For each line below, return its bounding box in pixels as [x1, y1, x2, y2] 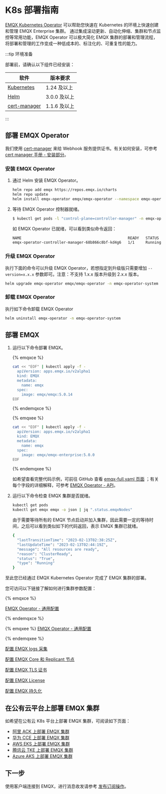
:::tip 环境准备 [5, 51, 33, 57]
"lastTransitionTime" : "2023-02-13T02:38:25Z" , [17, 538, 117, 543]
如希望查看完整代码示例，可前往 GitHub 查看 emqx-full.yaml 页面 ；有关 [12, 476, 159, 482]
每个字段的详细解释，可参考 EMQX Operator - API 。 [12, 482, 118, 488]
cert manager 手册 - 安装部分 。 [5, 152, 69, 158]
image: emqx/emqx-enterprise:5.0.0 [21, 452, 95, 457]
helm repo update [12, 192, 49, 197]
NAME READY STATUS [12, 235, 160, 240]
